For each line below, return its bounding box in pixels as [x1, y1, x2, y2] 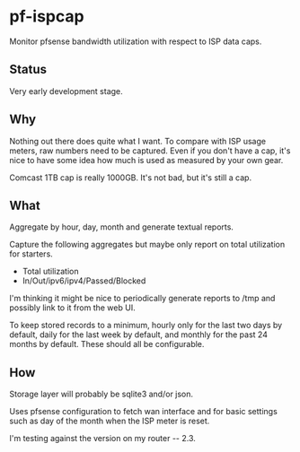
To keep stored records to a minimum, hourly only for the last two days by [9, 320, 283, 331]
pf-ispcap [9, 6, 84, 27]
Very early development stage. [9, 85, 123, 96]
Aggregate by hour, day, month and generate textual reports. [9, 222, 234, 232]
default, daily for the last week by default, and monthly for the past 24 [9, 329, 268, 340]
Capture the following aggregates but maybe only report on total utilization [9, 239, 286, 250]
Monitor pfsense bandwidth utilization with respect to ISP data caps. [9, 36, 262, 47]
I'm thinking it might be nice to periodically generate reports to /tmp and [9, 293, 276, 304]
